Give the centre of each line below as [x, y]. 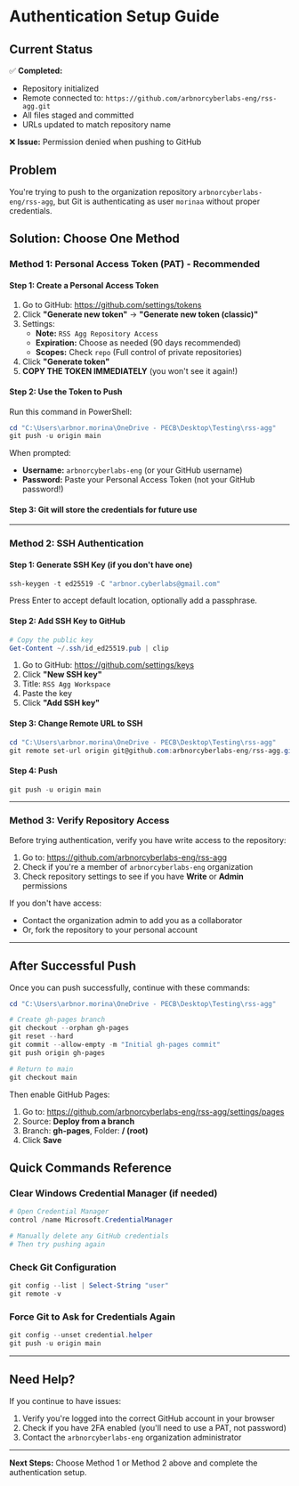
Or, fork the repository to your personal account [110, 930]
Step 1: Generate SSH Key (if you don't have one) [101, 564]
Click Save [42, 1140]
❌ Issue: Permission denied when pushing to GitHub [105, 142]
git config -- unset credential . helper [81, 1336]
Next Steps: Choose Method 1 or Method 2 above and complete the [133, 1463]
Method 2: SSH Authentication [77, 543]
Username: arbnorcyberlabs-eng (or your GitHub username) [132, 470]
